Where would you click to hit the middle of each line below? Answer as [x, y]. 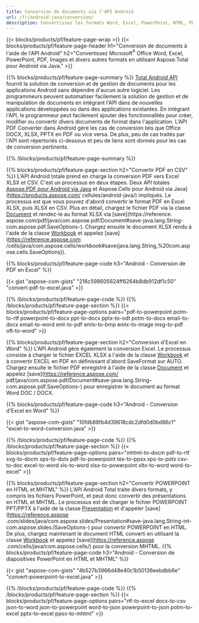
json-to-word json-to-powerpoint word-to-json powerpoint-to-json [88, 608]
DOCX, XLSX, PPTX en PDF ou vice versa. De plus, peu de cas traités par [96, 134]
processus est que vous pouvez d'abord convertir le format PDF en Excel [95, 202]
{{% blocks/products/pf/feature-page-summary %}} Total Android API [92, 77]
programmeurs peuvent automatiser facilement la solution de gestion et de [97, 96]
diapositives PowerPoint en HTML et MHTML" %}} [68, 559]
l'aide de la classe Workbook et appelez [55, 233]
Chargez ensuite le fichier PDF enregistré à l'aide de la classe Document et [97, 368]
